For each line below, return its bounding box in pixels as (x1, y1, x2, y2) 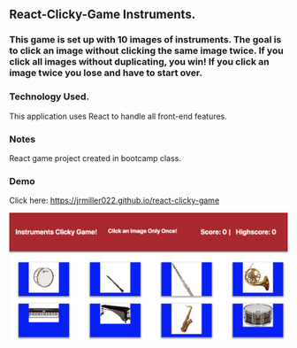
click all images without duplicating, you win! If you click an (9, 56, 270, 68)
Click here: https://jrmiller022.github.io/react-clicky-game (9, 195, 220, 206)
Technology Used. (9, 90, 90, 103)
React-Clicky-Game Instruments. (9, 7, 196, 22)
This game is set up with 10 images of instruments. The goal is (9, 34, 282, 46)
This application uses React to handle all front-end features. (9, 111, 227, 121)
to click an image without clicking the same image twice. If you (9, 44, 285, 57)
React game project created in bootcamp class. (9, 152, 181, 163)
